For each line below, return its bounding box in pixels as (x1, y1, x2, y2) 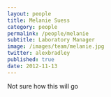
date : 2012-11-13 (7, 63, 58, 70)
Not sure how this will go (7, 82, 79, 90)
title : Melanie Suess (7, 17, 71, 24)
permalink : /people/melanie (7, 30, 89, 37)
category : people (7, 23, 58, 30)
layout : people (7, 10, 52, 18)
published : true (7, 56, 54, 63)
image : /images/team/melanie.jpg (7, 43, 105, 50)
